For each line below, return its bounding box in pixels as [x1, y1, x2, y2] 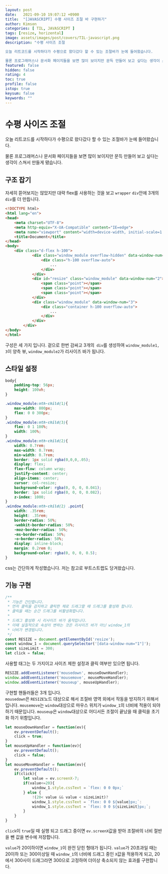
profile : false [5, 81, 37, 87]
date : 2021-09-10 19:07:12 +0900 [5, 12, 79, 17]
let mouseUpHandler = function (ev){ [5, 743, 81, 748]
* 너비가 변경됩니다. [7, 627, 44, 632]
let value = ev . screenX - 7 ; [23, 776, 79, 781]
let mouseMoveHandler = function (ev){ [5, 762, 86, 767]
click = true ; [14, 734, 43, 739]
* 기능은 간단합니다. [7, 599, 44, 604]
